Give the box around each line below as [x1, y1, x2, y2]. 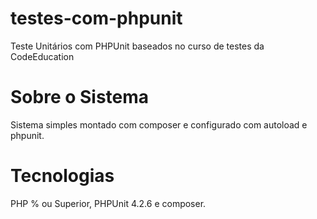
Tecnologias [10, 165, 115, 187]
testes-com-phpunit [10, 7, 183, 30]
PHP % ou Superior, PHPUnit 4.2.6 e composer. [10, 197, 207, 209]
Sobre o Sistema [10, 86, 150, 109]
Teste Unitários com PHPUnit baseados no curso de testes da [10, 40, 265, 52]
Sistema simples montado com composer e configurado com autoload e [10, 118, 308, 131]
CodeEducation [10, 50, 75, 62]
